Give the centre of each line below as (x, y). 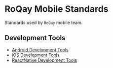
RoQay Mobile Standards (56, 9)
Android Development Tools (40, 49)
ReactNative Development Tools (44, 60)
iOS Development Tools (36, 55)
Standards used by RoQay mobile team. (44, 23)
